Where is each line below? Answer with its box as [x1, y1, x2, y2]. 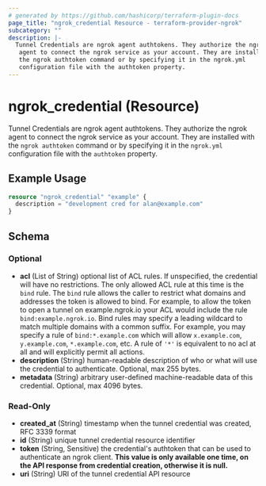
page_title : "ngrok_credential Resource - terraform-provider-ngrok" [8, 19, 243, 27]
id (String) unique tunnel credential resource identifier [19, 435, 196, 445]
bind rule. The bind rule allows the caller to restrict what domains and [19, 288, 246, 297]
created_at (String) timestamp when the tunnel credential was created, [19, 419, 252, 428]
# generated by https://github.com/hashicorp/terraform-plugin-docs [8, 11, 239, 20]
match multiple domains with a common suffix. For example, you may [19, 322, 246, 331]
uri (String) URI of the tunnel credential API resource [19, 469, 191, 479]
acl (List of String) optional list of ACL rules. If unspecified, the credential [19, 271, 258, 281]
